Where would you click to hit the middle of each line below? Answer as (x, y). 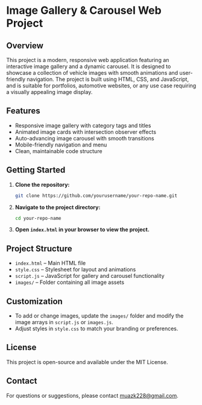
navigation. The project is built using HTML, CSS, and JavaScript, (108, 79)
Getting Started (36, 170)
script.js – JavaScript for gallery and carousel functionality (90, 276)
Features (23, 111)
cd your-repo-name (38, 218)
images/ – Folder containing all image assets (70, 282)
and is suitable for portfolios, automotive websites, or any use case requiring (101, 86)
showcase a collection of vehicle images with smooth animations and (92, 73)
